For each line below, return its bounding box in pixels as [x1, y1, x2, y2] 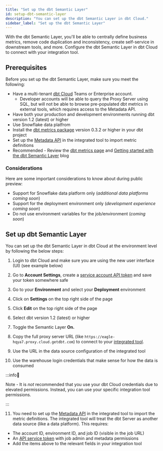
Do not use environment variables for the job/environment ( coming [12, 211, 146, 217]
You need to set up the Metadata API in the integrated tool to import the [12, 411, 155, 417]
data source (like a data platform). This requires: [12, 421, 109, 427]
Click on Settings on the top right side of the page [12, 296, 113, 302]
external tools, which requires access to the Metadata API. [19, 106, 136, 112]
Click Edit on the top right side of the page [12, 306, 97, 311]
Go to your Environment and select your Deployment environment [12, 287, 146, 292]
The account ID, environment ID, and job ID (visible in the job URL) [12, 430, 145, 436]
